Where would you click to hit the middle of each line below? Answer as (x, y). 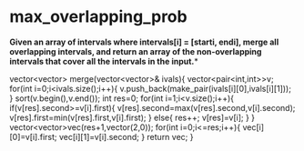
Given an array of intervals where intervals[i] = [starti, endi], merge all (144, 42)
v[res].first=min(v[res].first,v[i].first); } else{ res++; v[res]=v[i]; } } (132, 117)
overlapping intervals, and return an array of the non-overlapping (136, 51)
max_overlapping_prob (99, 17)
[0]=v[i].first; (33, 136)
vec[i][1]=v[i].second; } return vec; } (126, 136)
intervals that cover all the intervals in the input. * (104, 61)
